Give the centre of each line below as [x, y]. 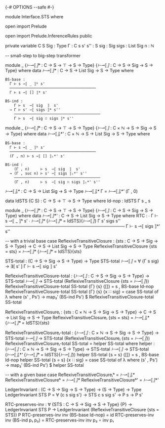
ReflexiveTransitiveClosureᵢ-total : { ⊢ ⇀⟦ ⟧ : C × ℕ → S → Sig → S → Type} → [82, 333]
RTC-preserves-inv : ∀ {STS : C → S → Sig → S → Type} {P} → [69, 404]
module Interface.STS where [34, 17]
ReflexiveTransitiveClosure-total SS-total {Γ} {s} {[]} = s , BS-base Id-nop [80, 286]
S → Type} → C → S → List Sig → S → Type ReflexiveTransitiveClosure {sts [81, 246]
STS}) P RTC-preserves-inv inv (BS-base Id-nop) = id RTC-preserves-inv [80, 415]
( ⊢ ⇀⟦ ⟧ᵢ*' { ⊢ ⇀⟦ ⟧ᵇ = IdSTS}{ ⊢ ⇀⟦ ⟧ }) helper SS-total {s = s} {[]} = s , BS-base [82, 355]
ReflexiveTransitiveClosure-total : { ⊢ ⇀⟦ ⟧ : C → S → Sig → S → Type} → [77, 276]
